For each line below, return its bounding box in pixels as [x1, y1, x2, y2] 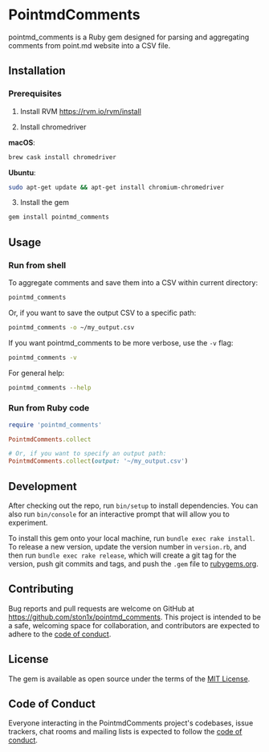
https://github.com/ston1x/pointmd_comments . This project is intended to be [8, 612, 261, 622]
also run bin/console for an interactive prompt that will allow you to [8, 509, 230, 519]
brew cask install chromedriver [8, 153, 116, 161]
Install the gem [19, 198, 70, 207]
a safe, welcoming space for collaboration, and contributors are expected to [8, 620, 259, 630]
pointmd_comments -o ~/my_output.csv [8, 323, 135, 331]
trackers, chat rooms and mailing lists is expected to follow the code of [8, 727, 243, 737]
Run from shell [8, 260, 67, 271]
